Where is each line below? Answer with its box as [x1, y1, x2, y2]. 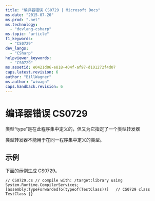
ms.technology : [5, 22, 38, 27]
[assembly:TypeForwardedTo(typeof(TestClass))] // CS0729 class [5, 187, 150, 192]
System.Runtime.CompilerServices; [5, 182, 80, 188]
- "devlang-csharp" [10, 27, 52, 32]
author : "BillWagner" [5, 75, 52, 80]
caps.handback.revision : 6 [5, 84, 63, 89]
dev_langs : [5, 46, 29, 51]
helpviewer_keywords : [5, 55, 52, 61]
